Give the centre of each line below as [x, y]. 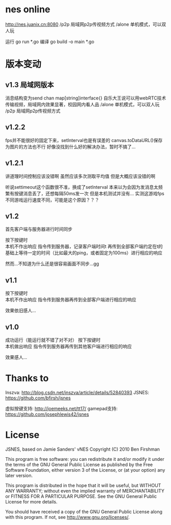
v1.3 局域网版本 [30, 85]
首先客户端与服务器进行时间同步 [39, 229]
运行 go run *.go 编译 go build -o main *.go [50, 42]
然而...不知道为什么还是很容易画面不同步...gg [52, 264]
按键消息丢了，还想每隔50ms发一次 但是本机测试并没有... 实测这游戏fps [89, 193]
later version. [19, 475]
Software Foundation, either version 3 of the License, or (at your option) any [85, 470]
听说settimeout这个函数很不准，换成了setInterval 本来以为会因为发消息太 [82, 187]
